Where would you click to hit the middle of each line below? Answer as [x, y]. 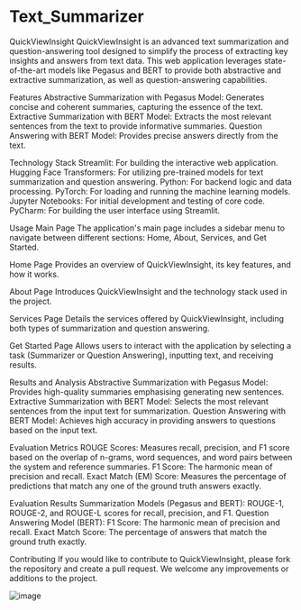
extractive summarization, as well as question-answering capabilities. [138, 79]
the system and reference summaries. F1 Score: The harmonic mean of [141, 467]
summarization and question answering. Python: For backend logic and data [151, 181]
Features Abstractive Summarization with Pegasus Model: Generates [137, 97]
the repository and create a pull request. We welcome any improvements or [149, 569]
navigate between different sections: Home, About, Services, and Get [138, 237]
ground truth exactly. [48, 542]
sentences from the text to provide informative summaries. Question [136, 126]
